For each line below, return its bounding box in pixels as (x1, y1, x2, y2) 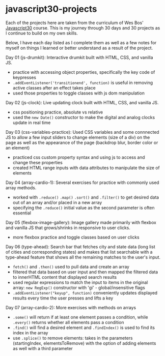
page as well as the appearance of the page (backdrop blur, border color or (5, 139, 159, 146)
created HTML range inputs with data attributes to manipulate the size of (12, 165, 160, 171)
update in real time (12, 119, 51, 125)
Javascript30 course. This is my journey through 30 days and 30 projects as (5, 25, 160, 30)
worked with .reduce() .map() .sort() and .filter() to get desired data (12, 194, 159, 200)
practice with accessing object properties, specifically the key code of (12, 69, 155, 75)
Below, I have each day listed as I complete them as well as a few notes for (5, 39, 157, 45)
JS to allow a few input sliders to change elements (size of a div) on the (5, 134, 150, 140)
